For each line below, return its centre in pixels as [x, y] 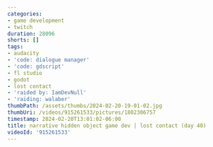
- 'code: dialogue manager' [49, 60]
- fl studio [25, 73]
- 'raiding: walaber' [39, 100]
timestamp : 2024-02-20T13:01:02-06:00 [64, 119]
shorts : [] [23, 40]
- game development [36, 20]
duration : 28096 [31, 34]
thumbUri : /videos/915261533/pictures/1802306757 [82, 112]
